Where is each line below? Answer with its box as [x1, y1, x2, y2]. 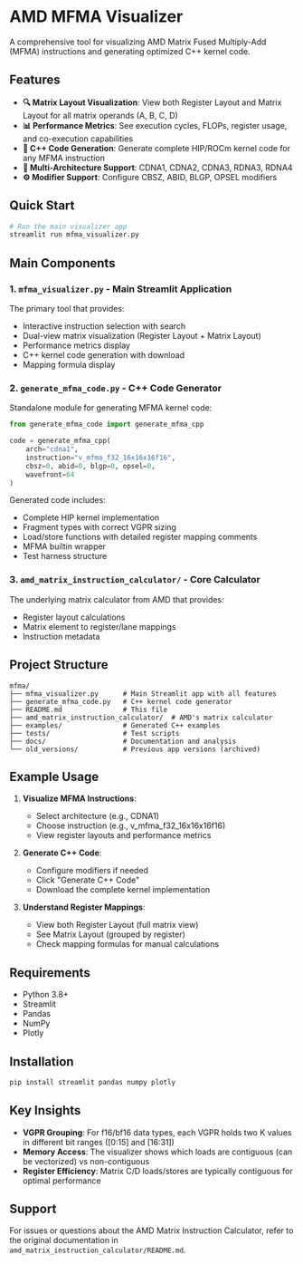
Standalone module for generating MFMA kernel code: [9, 402, 213, 413]
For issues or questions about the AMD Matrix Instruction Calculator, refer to [9, 1225, 294, 1236]
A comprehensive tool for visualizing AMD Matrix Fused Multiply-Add [9, 36, 267, 47]
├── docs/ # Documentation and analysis [9, 737, 237, 746]
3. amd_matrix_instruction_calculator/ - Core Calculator [9, 574, 260, 586]
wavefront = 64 [25, 469, 75, 479]
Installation [9, 1054, 74, 1069]
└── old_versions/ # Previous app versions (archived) [9, 745, 260, 754]
